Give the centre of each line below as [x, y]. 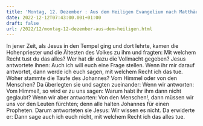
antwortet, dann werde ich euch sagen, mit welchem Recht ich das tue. [95, 72]
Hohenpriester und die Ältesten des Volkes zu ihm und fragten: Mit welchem [101, 53]
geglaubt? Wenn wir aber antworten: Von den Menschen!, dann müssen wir [100, 98]
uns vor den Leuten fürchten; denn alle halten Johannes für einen [88, 104]
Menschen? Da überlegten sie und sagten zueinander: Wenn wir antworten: [100, 85]
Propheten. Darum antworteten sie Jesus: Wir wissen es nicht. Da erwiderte [101, 110]
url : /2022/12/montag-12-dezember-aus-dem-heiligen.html [79, 29]
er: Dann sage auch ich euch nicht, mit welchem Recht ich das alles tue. [96, 117]
